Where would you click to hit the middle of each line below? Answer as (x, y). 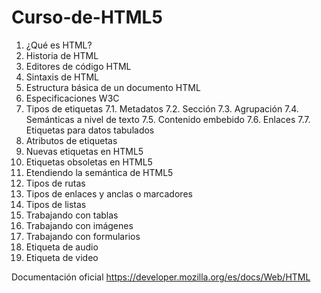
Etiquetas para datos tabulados (90, 130)
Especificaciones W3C (72, 98)
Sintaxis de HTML (62, 77)
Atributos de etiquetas (71, 140)
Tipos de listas (56, 204)
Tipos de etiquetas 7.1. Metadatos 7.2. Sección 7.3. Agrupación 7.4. (162, 108)
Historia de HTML (62, 55)
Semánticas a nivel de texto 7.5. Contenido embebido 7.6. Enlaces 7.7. (168, 119)
